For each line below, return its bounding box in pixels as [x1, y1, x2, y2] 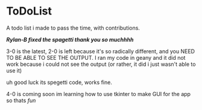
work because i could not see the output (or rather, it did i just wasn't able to [6, 60, 196, 68]
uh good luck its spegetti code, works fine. [6, 79, 113, 86]
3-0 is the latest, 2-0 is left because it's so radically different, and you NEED [6, 47, 195, 55]
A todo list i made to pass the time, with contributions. [6, 24, 140, 31]
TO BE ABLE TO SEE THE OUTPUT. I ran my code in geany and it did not [6, 54, 186, 61]
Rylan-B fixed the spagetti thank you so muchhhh [6, 36, 134, 43]
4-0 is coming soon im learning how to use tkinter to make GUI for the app [6, 90, 191, 97]
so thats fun [6, 97, 36, 104]
